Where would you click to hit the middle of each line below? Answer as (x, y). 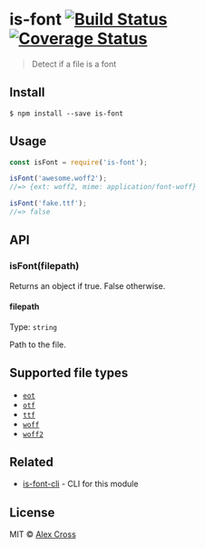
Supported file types (69, 373)
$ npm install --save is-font (67, 114)
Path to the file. (38, 344)
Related (32, 462)
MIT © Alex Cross (43, 534)
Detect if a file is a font (74, 64)
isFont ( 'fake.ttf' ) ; (49, 204)
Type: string (33, 326)
